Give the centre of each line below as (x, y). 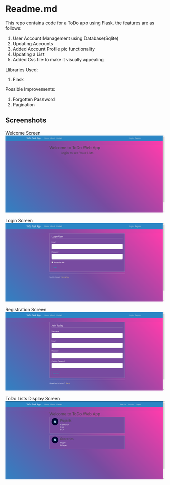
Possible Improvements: (30, 89)
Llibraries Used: (22, 70)
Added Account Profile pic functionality (54, 49)
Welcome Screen (23, 133)
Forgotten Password (34, 99)
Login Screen (19, 221)
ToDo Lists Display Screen (33, 398)
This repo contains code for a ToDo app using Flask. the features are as (80, 23)
